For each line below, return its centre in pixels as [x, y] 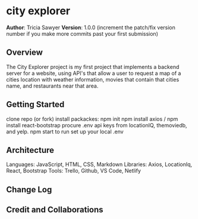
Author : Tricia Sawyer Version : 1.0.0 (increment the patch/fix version [91, 27]
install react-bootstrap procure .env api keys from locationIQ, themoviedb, [97, 125]
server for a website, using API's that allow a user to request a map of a [94, 73]
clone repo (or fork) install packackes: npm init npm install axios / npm [92, 119]
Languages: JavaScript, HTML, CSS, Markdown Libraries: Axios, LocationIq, [99, 164]
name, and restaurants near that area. [52, 86]
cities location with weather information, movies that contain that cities [93, 79]
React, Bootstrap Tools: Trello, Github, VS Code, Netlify [74, 171]
